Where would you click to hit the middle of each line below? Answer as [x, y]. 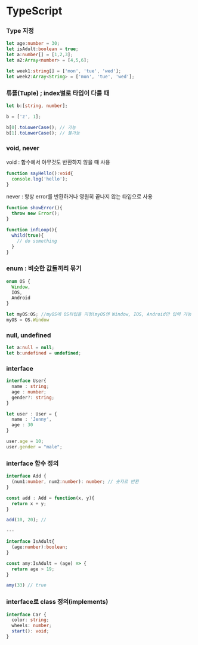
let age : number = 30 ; [33, 44]
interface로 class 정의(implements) [57, 602]
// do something [37, 241]
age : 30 [22, 425]
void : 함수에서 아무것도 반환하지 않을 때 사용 [58, 162]
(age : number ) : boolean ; [40, 547]
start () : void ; [30, 631]
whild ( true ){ [28, 235]
